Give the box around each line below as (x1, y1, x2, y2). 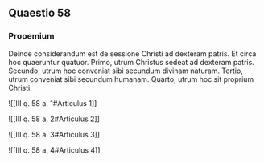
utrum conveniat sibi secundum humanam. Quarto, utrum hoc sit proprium (8, 74, 254, 84)
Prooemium (8, 31, 55, 42)
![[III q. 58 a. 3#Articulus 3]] (8, 129, 101, 139)
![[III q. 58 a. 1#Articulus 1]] (8, 98, 97, 108)
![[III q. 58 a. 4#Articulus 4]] (8, 145, 101, 155)
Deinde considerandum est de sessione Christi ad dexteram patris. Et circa (8, 48, 257, 59)
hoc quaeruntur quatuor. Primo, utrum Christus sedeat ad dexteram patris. (8, 57, 255, 67)
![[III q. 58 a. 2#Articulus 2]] (8, 114, 101, 124)
